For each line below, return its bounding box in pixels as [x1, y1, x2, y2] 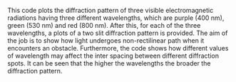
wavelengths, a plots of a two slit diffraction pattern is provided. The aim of [7, 29, 228, 37]
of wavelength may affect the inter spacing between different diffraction [7, 51, 220, 60]
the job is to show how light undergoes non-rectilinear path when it [7, 36, 205, 45]
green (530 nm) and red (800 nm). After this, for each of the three [7, 21, 201, 29]
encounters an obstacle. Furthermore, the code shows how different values [7, 44, 229, 52]
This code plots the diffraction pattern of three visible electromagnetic [7, 6, 214, 14]
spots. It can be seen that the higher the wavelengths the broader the [7, 59, 211, 67]
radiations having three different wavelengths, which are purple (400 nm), [7, 14, 225, 22]
